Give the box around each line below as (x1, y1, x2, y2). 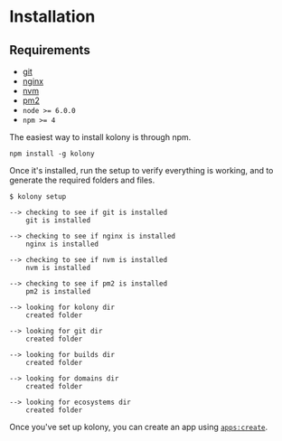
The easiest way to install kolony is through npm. (9, 132, 192, 142)
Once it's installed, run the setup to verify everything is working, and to (9, 165, 274, 175)
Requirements (9, 42, 90, 58)
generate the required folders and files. (9, 174, 155, 185)
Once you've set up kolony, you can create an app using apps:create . (9, 422, 268, 432)
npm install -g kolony (9, 149, 95, 158)
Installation (9, 6, 96, 27)
